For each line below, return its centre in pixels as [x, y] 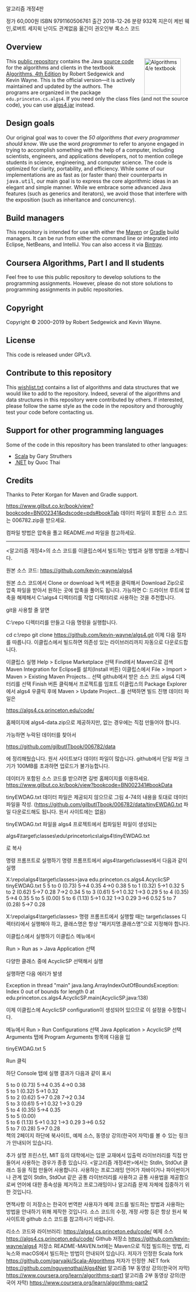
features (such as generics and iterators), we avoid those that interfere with [97, 193]
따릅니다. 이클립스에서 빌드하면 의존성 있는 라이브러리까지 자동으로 [87, 642]
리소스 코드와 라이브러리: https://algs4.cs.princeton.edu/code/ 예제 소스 [90, 1232]
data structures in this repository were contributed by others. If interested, [95, 400]
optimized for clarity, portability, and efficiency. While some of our [85, 168]
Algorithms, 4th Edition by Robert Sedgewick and [65, 74]
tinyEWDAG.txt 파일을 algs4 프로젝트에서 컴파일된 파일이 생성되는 [82, 824]
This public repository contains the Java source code [70, 61]
